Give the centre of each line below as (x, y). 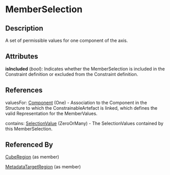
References (24, 90)
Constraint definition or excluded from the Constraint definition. (72, 74)
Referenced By (29, 145)
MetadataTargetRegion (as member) (43, 167)
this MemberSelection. (29, 129)
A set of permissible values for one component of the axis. (67, 40)
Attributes (22, 56)
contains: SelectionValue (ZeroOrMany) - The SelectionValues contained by (84, 123)
